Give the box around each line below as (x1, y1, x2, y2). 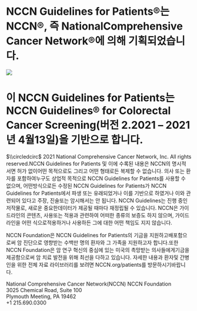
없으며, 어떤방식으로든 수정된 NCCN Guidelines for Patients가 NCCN (6, 182, 166, 189)
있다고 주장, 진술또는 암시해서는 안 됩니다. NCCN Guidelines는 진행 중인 (21, 197, 188, 204)
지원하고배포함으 (149, 231, 188, 238)
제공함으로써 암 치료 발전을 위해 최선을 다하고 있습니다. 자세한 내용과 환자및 (6, 254, 179, 261)
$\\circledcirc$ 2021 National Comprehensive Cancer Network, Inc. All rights (6, 153, 192, 160)
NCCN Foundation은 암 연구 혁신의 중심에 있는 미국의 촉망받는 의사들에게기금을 (6, 246, 190, 253)
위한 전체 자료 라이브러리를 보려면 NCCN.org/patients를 (16, 261, 146, 268)
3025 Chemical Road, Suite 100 (6, 286, 82, 293)
